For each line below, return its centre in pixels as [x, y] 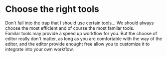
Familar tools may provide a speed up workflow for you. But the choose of [81, 33]
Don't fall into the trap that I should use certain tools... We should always [80, 23]
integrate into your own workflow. [40, 49]
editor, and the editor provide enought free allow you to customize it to [78, 44]
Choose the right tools [52, 9]
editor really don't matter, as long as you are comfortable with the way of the [84, 39]
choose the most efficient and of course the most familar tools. [70, 28]
